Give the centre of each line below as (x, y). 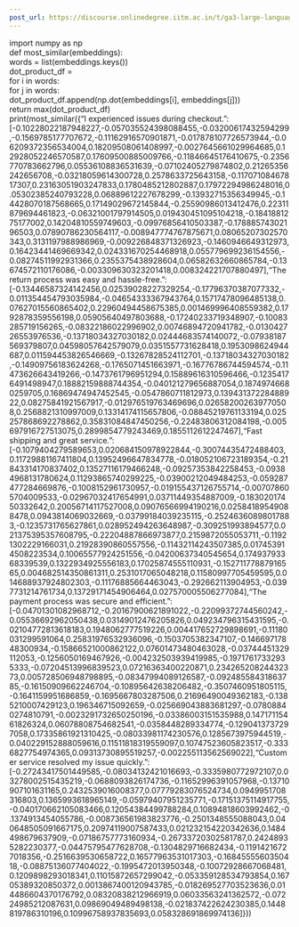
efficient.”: (154, 601)
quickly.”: (133, 761)
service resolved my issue (67, 761)
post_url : (28, 17)
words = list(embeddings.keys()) (69, 61)
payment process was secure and (71, 601)
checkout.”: (208, 118)
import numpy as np (46, 43)
